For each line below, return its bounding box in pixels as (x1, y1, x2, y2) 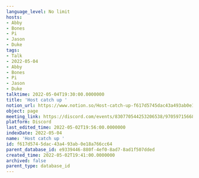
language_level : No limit (6, 8, 70, 15)
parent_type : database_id (6, 163, 70, 169)
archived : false (6, 158, 46, 164)
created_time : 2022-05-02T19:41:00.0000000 (6, 152, 115, 158)
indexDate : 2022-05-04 (6, 130, 62, 136)
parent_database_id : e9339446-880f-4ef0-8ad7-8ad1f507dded (6, 147, 155, 152)
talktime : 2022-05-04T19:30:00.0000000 (6, 91, 105, 97)
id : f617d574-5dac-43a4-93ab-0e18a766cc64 (6, 141, 113, 147)
